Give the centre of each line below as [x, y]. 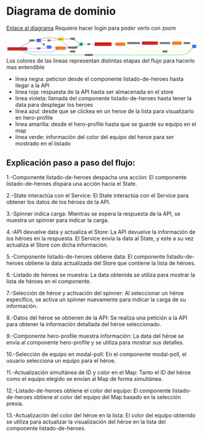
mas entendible [25, 67]
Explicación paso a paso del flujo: [71, 163]
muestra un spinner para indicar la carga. [58, 220]
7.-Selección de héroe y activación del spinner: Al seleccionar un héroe [95, 293]
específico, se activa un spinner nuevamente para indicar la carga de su [96, 299]
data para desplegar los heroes [54, 105]
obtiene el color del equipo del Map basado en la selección [107, 397]
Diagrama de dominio [61, 11]
